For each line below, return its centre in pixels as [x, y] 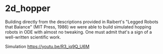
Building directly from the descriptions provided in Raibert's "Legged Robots [82, 22]
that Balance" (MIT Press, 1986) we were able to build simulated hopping [78, 27]
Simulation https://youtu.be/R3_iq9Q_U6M [47, 46]
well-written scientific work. [33, 37]
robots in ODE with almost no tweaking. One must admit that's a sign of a [79, 32]
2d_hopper [28, 8]
